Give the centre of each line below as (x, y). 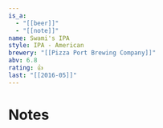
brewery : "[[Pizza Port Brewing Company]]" (82, 53)
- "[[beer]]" (37, 23)
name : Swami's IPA (39, 38)
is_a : (17, 16)
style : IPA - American (46, 46)
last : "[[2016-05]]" (43, 75)
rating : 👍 (26, 68)
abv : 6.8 (23, 61)
